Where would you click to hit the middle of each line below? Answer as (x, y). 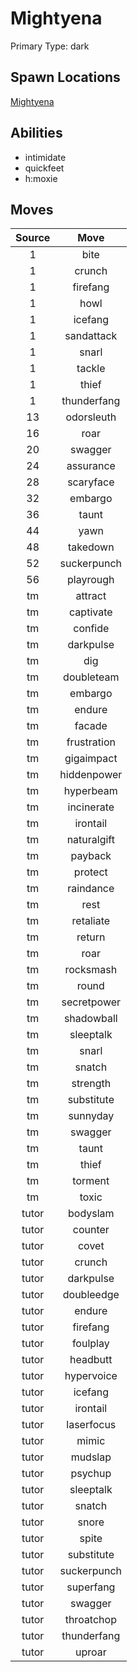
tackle (91, 369)
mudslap (91, 1457)
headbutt (91, 1360)
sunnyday (91, 1116)
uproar (90, 1652)
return (91, 937)
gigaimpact (91, 759)
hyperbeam (90, 791)
